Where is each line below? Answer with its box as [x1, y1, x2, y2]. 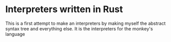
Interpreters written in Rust [5, 4, 123, 15]
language [5, 31, 25, 37]
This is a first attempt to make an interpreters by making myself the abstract [5, 20, 166, 26]
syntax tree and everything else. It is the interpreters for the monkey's [5, 25, 153, 31]
